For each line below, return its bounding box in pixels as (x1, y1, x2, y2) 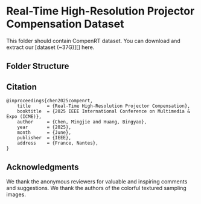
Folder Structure (6, 61, 69, 71)
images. (6, 191, 26, 198)
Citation (6, 82, 37, 92)
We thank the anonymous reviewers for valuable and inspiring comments (6, 177, 188, 185)
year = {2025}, (17, 124, 71, 131)
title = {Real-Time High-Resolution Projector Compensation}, (17, 103, 190, 110)
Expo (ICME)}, (6, 114, 42, 120)
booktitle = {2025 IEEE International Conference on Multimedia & (17, 108, 190, 114)
